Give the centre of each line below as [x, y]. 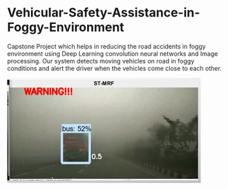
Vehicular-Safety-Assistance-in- [104, 13]
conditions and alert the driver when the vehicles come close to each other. [115, 68]
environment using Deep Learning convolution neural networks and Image [113, 54]
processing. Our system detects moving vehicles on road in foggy [101, 61]
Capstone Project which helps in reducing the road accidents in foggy [106, 46]
